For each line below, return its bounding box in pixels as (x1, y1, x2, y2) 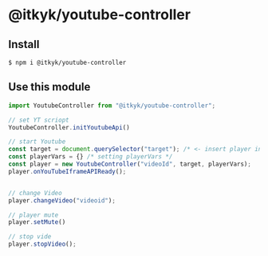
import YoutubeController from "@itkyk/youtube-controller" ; (8, 102, 216, 110)
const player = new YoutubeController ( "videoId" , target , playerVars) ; (8, 160, 251, 169)
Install (8, 38, 40, 51)
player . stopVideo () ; (8, 240, 77, 249)
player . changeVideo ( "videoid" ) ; (8, 196, 116, 205)
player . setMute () (8, 218, 66, 226)
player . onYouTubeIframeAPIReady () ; (8, 167, 127, 175)
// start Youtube (8, 138, 66, 146)
